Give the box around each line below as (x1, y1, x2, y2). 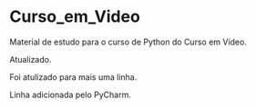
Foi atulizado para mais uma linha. (9, 71, 138, 83)
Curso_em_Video (9, 6, 141, 27)
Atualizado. (9, 54, 52, 64)
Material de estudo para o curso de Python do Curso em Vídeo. (9, 36, 248, 47)
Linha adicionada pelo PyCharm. (9, 89, 132, 100)
